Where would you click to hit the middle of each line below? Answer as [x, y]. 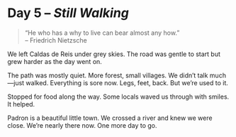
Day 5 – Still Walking [68, 13]
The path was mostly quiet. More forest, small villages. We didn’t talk [108, 75]
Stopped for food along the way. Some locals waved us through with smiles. [118, 97]
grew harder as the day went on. [55, 61]
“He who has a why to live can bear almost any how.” [102, 33]
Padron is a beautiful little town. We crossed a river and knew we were [110, 118]
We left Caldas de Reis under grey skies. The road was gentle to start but [114, 54]
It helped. [21, 104]
